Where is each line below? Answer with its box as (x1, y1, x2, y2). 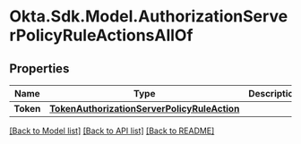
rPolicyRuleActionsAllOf (9, 25, 193, 46)
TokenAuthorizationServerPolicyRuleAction (48, 103, 240, 114)
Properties (9, 61, 70, 76)
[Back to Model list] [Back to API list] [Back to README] (9, 125, 215, 136)
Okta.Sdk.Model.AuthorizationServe (9, 6, 288, 27)
